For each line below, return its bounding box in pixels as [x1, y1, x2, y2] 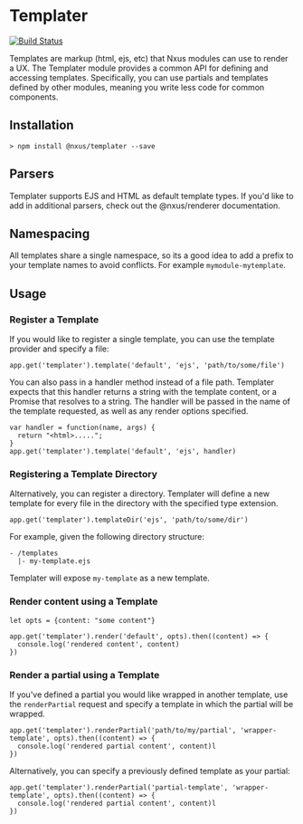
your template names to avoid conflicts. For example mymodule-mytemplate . [9, 260, 287, 271]
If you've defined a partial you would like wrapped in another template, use [9, 689, 289, 700]
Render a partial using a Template [9, 668, 160, 681]
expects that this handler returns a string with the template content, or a [9, 387, 278, 398]
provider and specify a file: [9, 343, 110, 354]
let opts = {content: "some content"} [9, 616, 156, 625]
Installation [9, 118, 74, 133]
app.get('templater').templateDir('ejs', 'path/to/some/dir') [9, 515, 249, 525]
